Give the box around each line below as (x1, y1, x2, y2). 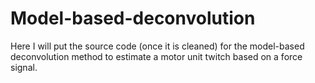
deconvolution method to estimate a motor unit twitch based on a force (10, 50, 303, 62)
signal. (10, 61, 38, 73)
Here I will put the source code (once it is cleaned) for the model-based (10, 40, 305, 52)
